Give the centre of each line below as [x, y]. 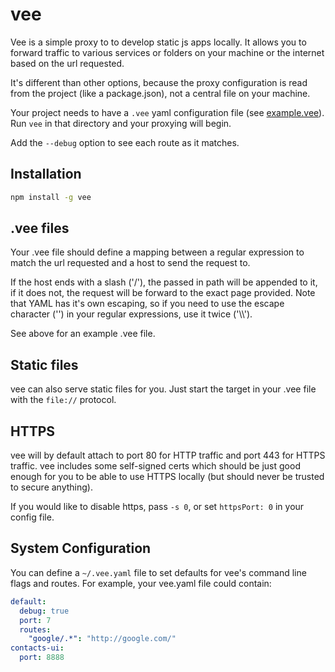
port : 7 [35, 620]
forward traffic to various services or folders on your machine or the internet [167, 52]
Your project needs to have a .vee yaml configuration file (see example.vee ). [167, 112]
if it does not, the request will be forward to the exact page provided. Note [163, 293]
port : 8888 [42, 658]
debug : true [44, 611]
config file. [32, 517]
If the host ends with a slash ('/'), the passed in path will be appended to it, [164, 282]
